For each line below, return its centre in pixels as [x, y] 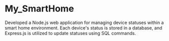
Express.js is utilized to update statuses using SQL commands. [70, 33]
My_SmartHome [39, 9]
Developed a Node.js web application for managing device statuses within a [84, 22]
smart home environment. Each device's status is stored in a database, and [83, 27]
